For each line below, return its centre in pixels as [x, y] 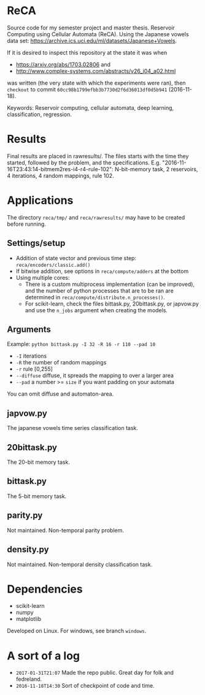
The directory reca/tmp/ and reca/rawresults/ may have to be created [96, 217]
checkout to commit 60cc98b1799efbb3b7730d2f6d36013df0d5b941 [87, 89]
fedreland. [29, 679]
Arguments [29, 330]
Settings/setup [36, 243]
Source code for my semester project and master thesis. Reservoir [91, 28]
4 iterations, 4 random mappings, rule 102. [60, 175]
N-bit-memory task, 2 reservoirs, [157, 169]
